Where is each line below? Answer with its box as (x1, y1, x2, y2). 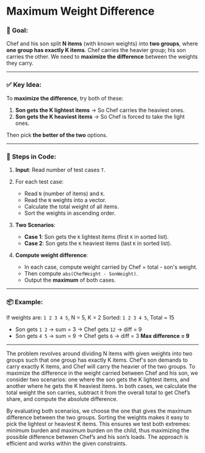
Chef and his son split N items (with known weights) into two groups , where (6, 40, 198, 47)
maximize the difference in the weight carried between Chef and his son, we (6, 369, 198, 377)
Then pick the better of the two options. (6, 131, 108, 138)
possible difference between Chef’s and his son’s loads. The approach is (6, 433, 189, 441)
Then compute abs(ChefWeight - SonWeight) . (24, 270, 138, 277)
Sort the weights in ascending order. (24, 209, 116, 217)
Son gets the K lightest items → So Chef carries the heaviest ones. (15, 106, 185, 114)
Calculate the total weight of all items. (24, 203, 119, 211)
